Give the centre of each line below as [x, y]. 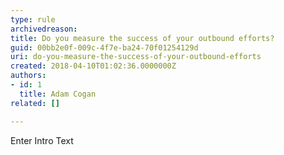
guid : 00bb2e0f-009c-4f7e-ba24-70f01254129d [104, 47]
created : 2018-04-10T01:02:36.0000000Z [93, 66]
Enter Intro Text [42, 140]
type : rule [33, 19]
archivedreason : [44, 29]
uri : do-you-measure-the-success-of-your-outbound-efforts [136, 57]
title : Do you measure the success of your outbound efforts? [142, 38]
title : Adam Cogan [58, 94]
